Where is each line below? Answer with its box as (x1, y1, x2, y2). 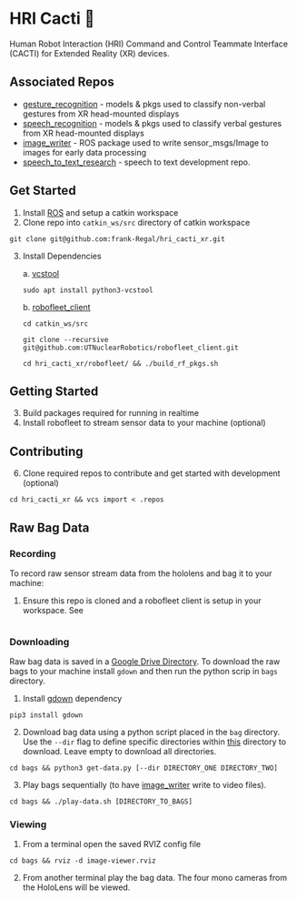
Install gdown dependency (22, 693, 123, 704)
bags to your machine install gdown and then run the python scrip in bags (9, 666, 279, 677)
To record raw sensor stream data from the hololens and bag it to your (9, 568, 272, 579)
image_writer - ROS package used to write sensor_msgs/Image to (22, 137, 270, 148)
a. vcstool (22, 268, 60, 278)
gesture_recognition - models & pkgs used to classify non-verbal (22, 98, 266, 109)
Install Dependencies (22, 250, 102, 261)
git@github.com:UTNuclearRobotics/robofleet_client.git (22, 343, 239, 352)
